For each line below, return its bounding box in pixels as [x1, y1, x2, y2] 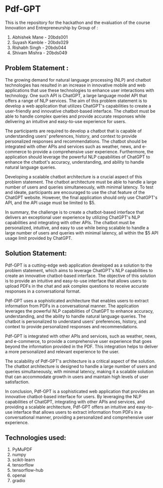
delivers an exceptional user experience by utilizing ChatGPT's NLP [5, 214, 140, 220]
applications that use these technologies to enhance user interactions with [5, 87, 154, 93]
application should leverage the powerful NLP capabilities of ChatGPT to [5, 154, 150, 160]
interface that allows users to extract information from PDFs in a [13, 409, 142, 415]
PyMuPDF [12, 446, 33, 452]
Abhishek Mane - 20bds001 [12, 34, 68, 40]
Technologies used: [5, 433, 67, 442]
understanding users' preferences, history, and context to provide [5, 133, 137, 139]
